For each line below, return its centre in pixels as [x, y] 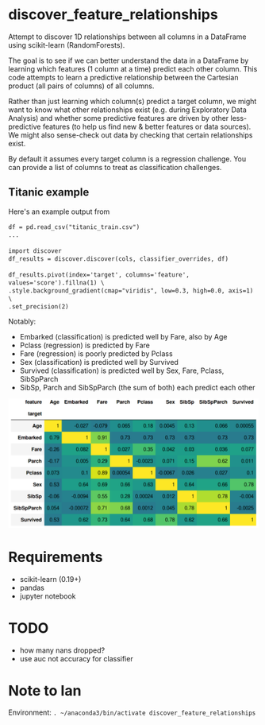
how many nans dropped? [62, 650]
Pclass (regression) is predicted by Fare [85, 345]
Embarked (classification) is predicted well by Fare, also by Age [123, 336]
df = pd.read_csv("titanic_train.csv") [74, 227]
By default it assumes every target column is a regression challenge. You [127, 159]
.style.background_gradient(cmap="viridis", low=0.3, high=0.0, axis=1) [131, 291]
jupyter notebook [48, 596]
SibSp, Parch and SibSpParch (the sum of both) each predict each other [137, 387]
